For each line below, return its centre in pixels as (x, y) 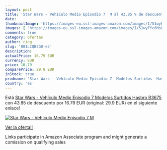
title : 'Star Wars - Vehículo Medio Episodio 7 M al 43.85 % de (74, 14)
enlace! (13, 108)
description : (19, 51)
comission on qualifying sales (36, 142)
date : (11, 19)
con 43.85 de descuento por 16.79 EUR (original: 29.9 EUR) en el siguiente (81, 102)
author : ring (19, 42)
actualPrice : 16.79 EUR (30, 56)
